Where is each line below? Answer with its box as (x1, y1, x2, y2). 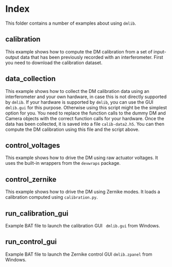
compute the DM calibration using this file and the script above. (5, 126, 140, 132)
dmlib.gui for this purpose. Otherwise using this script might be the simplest (5, 104, 167, 110)
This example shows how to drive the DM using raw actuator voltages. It (5, 155, 158, 161)
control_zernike (5, 175, 56, 184)
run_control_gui (5, 237, 57, 246)
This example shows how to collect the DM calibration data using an (5, 88, 150, 94)
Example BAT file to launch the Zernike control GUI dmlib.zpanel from (5, 251, 152, 257)
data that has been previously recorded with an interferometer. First (20, 54, 163, 60)
